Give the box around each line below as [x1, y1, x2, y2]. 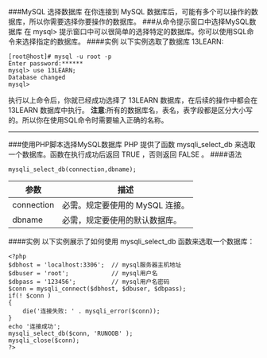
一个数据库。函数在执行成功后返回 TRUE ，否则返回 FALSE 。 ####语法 [8, 150, 242, 159]
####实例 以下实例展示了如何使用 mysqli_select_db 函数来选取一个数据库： [8, 237, 255, 246]
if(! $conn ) [8, 292, 52, 300]
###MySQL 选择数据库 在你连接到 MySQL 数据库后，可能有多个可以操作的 [8, 7, 252, 16]
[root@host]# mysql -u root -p [8, 53, 112, 60]
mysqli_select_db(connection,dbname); [8, 165, 137, 173]
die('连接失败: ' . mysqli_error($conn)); [22, 307, 161, 315]
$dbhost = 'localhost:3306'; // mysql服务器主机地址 [8, 261, 182, 269]
